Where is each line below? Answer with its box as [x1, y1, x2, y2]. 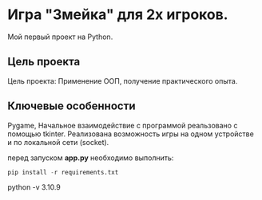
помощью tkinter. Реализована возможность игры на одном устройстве [7, 129, 255, 139]
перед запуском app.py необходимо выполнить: [7, 153, 174, 163]
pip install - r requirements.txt [7, 168, 119, 176]
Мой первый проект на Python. [7, 32, 113, 41]
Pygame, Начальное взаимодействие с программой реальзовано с [7, 120, 238, 130]
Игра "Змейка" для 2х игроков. [7, 6, 228, 24]
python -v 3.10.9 [7, 182, 62, 192]
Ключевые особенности [7, 100, 137, 113]
